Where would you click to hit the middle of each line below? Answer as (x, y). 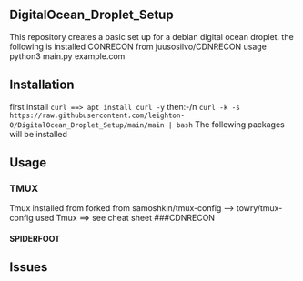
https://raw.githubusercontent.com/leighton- (97, 115)
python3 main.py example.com (67, 56)
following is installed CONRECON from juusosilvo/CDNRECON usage (138, 46)
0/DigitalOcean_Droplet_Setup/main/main (87, 125)
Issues (29, 267)
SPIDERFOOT (35, 238)
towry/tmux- (259, 208)
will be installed (39, 134)
